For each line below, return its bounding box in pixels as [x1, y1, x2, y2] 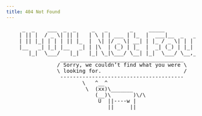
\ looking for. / [57, 67, 188, 74]
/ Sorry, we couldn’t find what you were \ [57, 61, 188, 68]
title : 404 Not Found [6, 8, 61, 15]
